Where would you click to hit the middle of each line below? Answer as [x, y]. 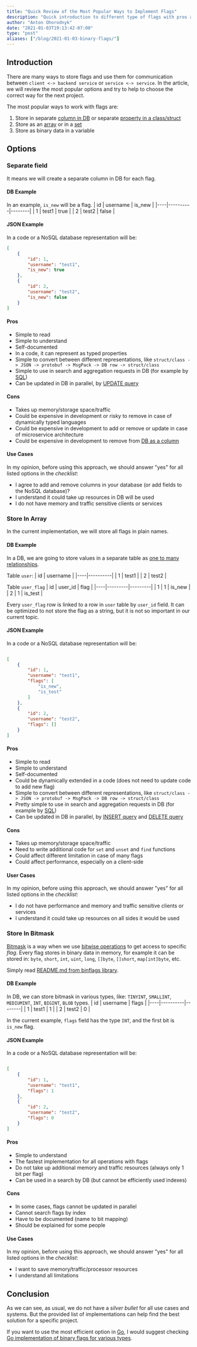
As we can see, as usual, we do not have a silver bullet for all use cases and [98, 1308]
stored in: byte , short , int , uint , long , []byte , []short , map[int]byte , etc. [94, 958]
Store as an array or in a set [49, 124]
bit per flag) [29, 1173]
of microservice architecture [49, 434]
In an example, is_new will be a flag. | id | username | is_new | [80, 205]
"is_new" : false [47, 297]
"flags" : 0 [41, 1118]
